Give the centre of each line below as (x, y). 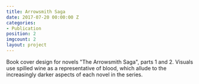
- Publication (24, 28)
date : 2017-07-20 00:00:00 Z (43, 17)
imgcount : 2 (21, 39)
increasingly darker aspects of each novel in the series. (75, 74)
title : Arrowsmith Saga (36, 12)
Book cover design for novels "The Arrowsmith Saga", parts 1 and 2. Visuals (100, 62)
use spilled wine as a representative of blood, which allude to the (86, 68)
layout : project (26, 45)
